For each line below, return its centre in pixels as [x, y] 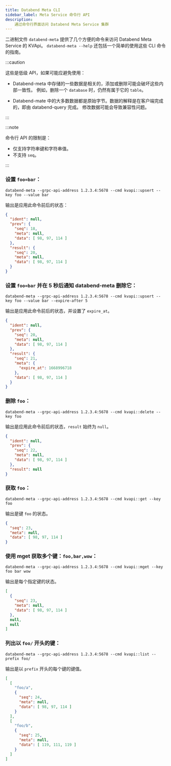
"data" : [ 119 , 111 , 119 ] [47, 745]
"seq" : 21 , [26, 359]
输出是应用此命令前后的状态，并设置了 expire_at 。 [59, 311]
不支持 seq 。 [26, 155]
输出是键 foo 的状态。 [28, 514]
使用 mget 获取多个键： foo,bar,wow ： [52, 556]
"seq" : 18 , [26, 229]
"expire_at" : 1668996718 [45, 368]
